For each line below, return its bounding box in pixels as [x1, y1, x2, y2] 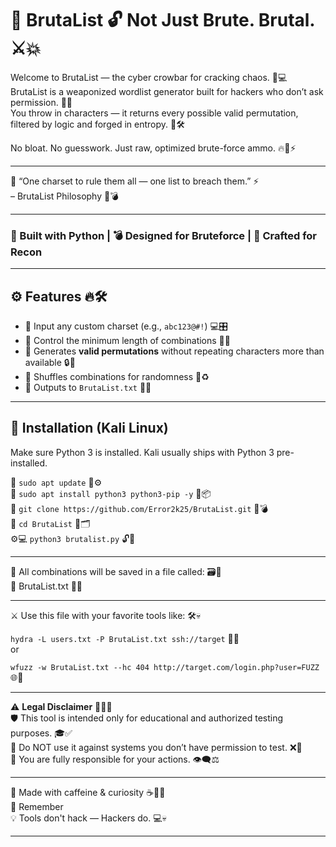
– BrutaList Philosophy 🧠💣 [10, 190, 119, 202]
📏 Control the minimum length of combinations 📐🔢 [24, 335, 231, 347]
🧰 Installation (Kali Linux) [10, 420, 169, 437]
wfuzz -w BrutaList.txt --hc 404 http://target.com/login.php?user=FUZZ [10, 662, 320, 672]
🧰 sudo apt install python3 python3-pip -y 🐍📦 [10, 487, 212, 499]
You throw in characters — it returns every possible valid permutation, [10, 107, 299, 119]
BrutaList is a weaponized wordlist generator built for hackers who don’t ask [10, 85, 324, 97]
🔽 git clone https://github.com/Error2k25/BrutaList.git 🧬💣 [10, 502, 269, 514]
